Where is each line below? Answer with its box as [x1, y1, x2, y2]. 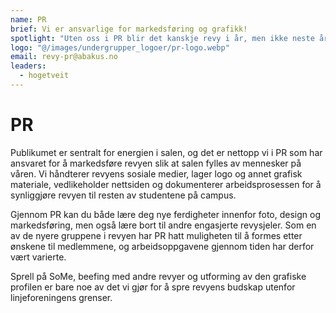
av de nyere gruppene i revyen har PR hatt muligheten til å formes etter [10, 229, 303, 241]
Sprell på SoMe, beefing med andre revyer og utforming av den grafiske [10, 270, 307, 282]
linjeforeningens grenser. [10, 291, 113, 303]
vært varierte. [10, 251, 67, 263]
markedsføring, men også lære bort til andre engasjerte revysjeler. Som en [10, 219, 317, 231]
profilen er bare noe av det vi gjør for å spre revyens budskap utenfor [10, 281, 296, 293]
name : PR [10, 14, 47, 25]
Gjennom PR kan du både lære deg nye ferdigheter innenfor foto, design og [10, 208, 321, 220]
